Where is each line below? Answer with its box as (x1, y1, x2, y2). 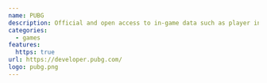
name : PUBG (8, 11, 44, 20)
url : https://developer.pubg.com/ (8, 56, 123, 64)
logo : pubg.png (8, 63, 59, 71)
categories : (8, 26, 48, 34)
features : (8, 41, 41, 49)
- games (15, 33, 41, 42)
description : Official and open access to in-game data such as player (8, 19, 250, 27)
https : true (15, 48, 56, 56)
